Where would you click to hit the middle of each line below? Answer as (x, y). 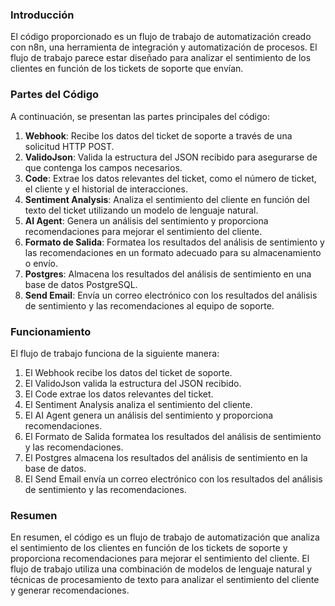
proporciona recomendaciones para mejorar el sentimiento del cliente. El (160, 559)
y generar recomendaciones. (70, 590)
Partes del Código (55, 95)
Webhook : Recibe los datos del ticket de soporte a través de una (158, 135)
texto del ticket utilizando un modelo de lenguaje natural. (141, 210)
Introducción (42, 15)
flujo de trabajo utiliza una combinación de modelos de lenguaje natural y (161, 569)
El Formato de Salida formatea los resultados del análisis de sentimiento (173, 436)
